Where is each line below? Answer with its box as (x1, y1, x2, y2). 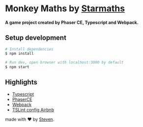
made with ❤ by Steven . (5, 116, 55, 122)
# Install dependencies (5, 47, 54, 51)
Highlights (5, 78, 38, 86)
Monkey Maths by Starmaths (5, 3, 125, 14)
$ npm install (5, 51, 34, 56)
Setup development (5, 34, 67, 42)
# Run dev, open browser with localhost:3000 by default (5, 60, 124, 65)
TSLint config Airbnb (12, 106, 54, 113)
